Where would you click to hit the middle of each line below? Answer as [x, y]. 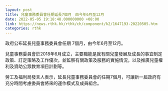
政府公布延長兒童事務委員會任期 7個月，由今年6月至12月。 [65, 43]
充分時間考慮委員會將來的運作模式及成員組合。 [53, 83]
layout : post [19, 10]
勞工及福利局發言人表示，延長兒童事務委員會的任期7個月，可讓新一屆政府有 [83, 77]
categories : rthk [23, 28]
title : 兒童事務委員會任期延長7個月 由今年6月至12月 [55, 14]
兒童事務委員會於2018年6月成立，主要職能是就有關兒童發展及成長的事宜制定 [84, 54]
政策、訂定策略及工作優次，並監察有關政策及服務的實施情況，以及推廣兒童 [82, 60]
